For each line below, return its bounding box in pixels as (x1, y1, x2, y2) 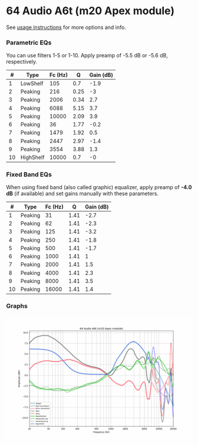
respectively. (6, 58, 37, 66)
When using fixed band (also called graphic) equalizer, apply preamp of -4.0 (6, 184, 192, 191)
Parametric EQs (6, 38, 52, 47)
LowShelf (20, 80, 44, 87)
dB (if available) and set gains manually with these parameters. (6, 190, 159, 197)
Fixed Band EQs (6, 170, 52, 178)
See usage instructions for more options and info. (6, 24, 127, 31)
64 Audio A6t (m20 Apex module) (6, 4, 175, 18)
